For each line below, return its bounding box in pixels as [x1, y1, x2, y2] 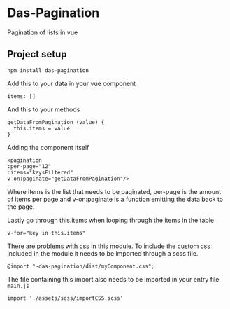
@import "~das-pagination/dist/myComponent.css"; [7, 263, 155, 270]
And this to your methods [7, 105, 80, 114]
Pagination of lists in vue [7, 28, 78, 36]
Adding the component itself [7, 143, 89, 151]
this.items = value [13, 125, 71, 132]
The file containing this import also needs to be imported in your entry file [7, 275, 220, 283]
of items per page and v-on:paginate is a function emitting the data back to [7, 195, 224, 203]
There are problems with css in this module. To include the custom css [7, 242, 211, 250]
